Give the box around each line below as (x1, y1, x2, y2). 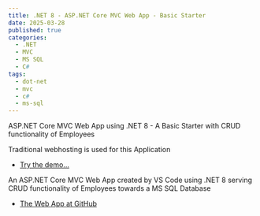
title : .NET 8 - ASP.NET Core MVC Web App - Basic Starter (8, 11, 206, 20)
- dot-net (15, 77, 47, 85)
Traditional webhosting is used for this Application (8, 145, 171, 155)
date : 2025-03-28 (8, 19, 65, 27)
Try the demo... (19, 160, 69, 169)
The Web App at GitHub (19, 199, 97, 209)
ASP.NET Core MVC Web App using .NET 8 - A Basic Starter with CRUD (8, 121, 241, 131)
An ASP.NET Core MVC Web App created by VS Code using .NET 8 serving (8, 175, 253, 185)
